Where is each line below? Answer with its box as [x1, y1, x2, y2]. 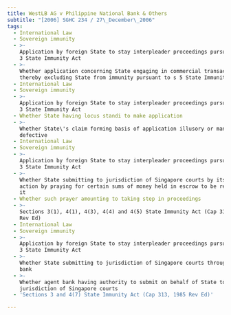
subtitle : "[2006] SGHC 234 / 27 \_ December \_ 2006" [7, 17, 155, 23]
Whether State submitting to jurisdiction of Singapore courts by [19, 176, 214, 183]
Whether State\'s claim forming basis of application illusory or [19, 125, 214, 132]
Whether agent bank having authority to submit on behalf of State [19, 279, 217, 285]
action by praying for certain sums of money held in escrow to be [19, 183, 217, 190]
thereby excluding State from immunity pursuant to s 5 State [19, 74, 201, 81]
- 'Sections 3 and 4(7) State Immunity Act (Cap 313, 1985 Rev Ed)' [13, 292, 214, 298]
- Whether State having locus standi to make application [13, 112, 184, 119]
